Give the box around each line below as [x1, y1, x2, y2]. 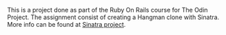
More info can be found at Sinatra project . [7, 21, 126, 28]
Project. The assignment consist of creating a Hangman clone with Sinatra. [7, 13, 220, 21]
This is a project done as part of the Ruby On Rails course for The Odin [7, 6, 208, 14]
